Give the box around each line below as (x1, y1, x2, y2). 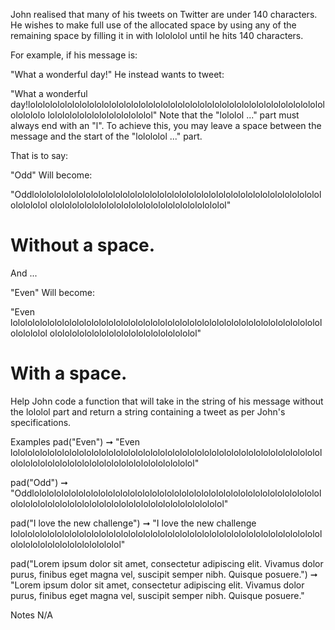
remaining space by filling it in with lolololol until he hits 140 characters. (10, 30, 304, 41)
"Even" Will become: (10, 286, 95, 298)
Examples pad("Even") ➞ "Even (10, 435, 141, 448)
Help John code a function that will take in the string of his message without (10, 395, 324, 407)
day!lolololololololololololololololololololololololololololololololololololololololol (10, 99, 325, 110)
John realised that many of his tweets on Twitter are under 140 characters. (10, 9, 318, 20)
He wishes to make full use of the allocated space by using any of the (10, 19, 297, 31)
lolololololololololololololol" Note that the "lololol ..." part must (47, 109, 300, 121)
